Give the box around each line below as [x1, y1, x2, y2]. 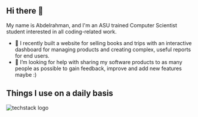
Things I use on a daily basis [6, 88, 113, 99]
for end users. [14, 52, 49, 59]
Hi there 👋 [6, 6, 44, 16]
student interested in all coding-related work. [6, 28, 117, 35]
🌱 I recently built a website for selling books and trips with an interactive [14, 39, 192, 46]
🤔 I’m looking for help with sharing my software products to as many [14, 58, 183, 65]
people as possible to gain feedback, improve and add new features [14, 65, 182, 72]
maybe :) [14, 71, 37, 78]
